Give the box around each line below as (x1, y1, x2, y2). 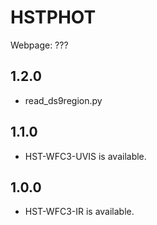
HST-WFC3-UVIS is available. (24, 150, 147, 162)
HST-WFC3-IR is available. (24, 206, 135, 218)
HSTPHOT (10, 6, 97, 29)
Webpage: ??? (10, 39, 69, 51)
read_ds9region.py (24, 94, 103, 106)
